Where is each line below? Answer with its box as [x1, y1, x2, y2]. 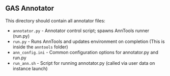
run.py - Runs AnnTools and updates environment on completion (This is [12, 38, 165, 44]
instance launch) [12, 65, 48, 71]
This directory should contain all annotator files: [5, 17, 105, 23]
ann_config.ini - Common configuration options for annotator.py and [12, 49, 159, 55]
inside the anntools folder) [12, 43, 68, 50]
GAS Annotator [5, 4, 54, 13]
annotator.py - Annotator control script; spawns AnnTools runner [12, 28, 149, 34]
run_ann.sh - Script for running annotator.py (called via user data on [12, 60, 155, 66]
